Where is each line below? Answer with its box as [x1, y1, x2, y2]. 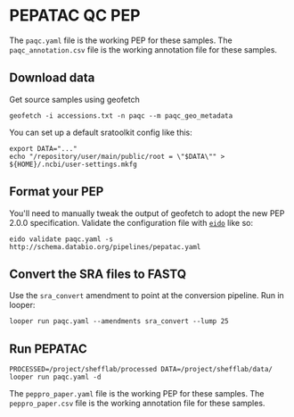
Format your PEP [9, 184, 104, 199]
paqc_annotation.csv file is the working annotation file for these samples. [9, 44, 278, 54]
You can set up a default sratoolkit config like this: [9, 127, 193, 138]
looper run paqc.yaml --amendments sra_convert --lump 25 [9, 317, 229, 326]
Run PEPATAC [9, 341, 87, 356]
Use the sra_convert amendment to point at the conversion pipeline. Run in [9, 290, 285, 301]
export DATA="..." [9, 144, 78, 153]
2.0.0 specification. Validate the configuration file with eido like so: [9, 217, 254, 228]
